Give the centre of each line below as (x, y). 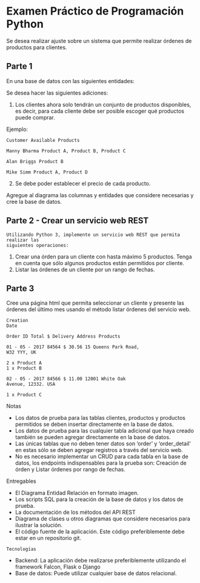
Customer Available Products (43, 140)
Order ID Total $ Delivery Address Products (63, 337)
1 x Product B (24, 368)
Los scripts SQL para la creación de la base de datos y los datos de (99, 499)
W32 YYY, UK (21, 352)
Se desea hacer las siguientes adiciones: (57, 93)
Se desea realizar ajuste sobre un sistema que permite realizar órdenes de (99, 41)
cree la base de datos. (34, 201)
